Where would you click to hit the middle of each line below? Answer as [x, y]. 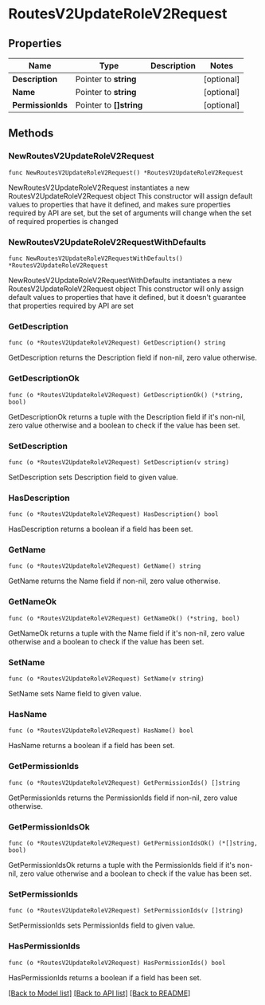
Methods [31, 134]
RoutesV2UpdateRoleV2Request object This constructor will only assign [126, 289]
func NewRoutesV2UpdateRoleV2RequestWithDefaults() [95, 258]
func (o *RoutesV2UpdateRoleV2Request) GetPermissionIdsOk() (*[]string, [133, 843]
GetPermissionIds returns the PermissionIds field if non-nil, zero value [123, 798]
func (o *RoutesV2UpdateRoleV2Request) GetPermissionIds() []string [124, 782]
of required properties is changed [63, 221]
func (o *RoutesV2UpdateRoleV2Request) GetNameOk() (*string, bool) [124, 618]
